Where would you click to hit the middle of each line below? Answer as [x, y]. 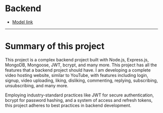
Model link [22, 22]
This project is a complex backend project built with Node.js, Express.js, [77, 59]
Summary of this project [55, 46]
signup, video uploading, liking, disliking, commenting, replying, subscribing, [81, 80]
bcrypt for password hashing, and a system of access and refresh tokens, [79, 100]
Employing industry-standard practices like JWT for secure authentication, [80, 95]
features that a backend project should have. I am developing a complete [78, 70]
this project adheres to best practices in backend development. [68, 105]
